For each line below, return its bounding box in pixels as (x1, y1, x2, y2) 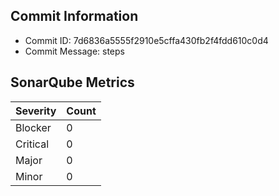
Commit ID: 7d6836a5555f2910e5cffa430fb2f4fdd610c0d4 (24, 34, 269, 46)
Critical (15, 137, 50, 151)
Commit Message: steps (24, 45, 125, 57)
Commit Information (10, 8, 139, 25)
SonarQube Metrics (10, 74, 135, 91)
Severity (15, 104, 57, 118)
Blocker (15, 120, 52, 134)
